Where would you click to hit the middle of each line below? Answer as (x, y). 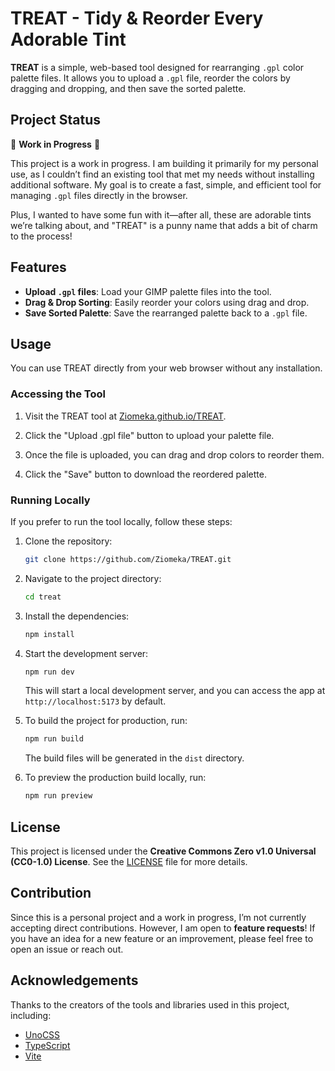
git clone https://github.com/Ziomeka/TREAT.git (128, 559)
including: (31, 1015)
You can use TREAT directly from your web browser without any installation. (166, 368)
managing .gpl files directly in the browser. (99, 195)
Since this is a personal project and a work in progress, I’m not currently (158, 917)
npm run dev (49, 672)
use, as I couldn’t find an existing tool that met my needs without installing (162, 174)
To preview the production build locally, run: (115, 778)
